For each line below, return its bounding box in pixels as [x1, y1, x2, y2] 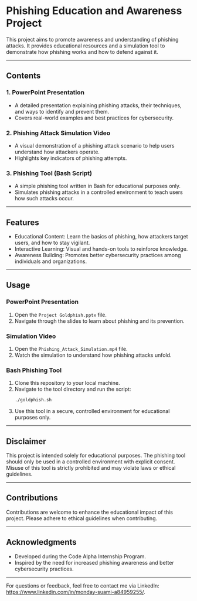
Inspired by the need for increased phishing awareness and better [14, 559, 174, 566]
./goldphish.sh [14, 397, 52, 403]
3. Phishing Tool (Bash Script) [6, 169, 93, 177]
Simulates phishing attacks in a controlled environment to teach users [14, 189, 183, 196]
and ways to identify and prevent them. [14, 108, 110, 115]
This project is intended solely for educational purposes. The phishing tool [6, 452, 186, 459]
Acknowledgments [6, 537, 77, 547]
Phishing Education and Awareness [6, 4, 182, 18]
